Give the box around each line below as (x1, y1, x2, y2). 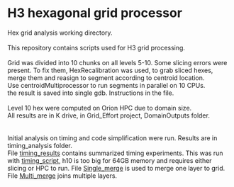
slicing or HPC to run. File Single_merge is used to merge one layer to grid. (7, 164, 225, 172)
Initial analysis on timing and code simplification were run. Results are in (7, 133, 218, 142)
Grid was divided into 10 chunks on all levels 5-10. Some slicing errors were (7, 58, 228, 67)
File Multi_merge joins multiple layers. (7, 171, 118, 180)
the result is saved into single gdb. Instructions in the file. (7, 89, 174, 97)
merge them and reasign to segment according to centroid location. (7, 73, 205, 82)
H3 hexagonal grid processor (7, 5, 183, 21)
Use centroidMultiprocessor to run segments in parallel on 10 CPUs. (7, 81, 206, 89)
